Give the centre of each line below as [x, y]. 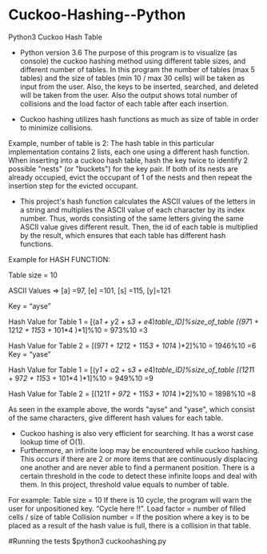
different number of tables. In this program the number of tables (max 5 [137, 69]
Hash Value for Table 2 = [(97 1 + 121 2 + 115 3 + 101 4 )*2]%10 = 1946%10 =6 [132, 346]
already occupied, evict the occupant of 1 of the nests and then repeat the [130, 177]
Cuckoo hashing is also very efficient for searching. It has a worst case [137, 433]
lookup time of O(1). [52, 442]
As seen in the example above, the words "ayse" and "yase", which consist [132, 409]
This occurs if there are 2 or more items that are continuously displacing [139, 459]
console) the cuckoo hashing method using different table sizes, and [133, 61]
